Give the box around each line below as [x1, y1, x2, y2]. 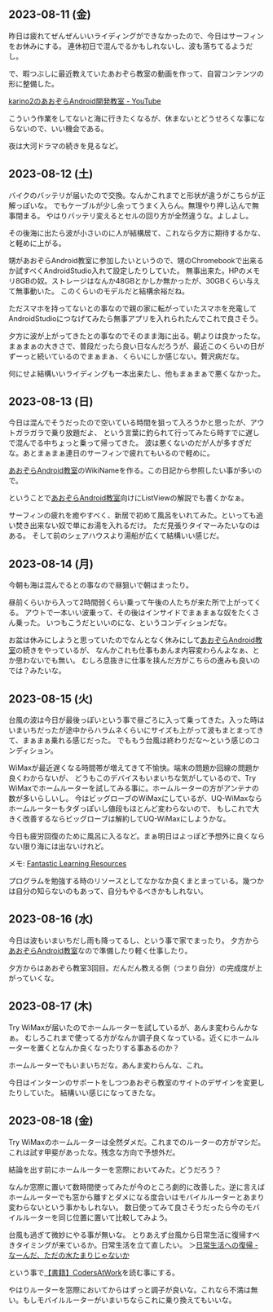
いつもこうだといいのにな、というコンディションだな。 [46, 618, 231, 627]
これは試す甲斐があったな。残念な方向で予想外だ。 [8, 1147, 180, 1157]
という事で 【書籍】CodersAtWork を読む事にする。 [8, 1267, 179, 1277]
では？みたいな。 [8, 666, 66, 676]
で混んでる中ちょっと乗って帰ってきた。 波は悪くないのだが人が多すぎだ [8, 438, 253, 448]
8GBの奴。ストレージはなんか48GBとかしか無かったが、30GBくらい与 [15, 275, 254, 285]
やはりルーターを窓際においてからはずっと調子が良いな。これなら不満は [8, 1284, 251, 1294]
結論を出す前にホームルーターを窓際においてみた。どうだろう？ [8, 1165, 222, 1174]
